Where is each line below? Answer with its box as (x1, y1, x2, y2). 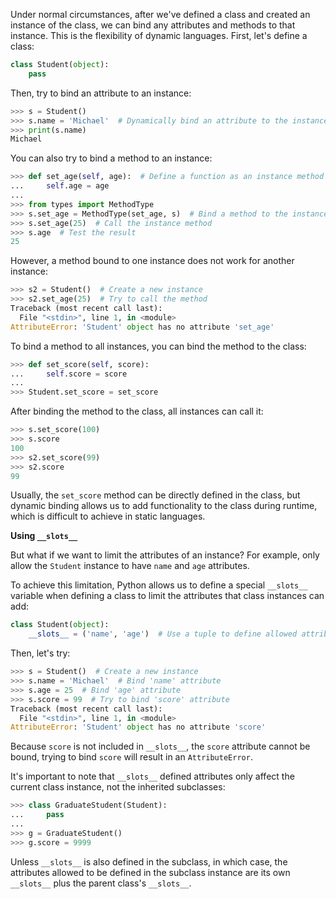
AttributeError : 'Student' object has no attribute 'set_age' (10, 322, 275, 332)
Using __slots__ (10, 530, 78, 542)
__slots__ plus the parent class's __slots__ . (10, 877, 192, 889)
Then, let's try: (10, 647, 71, 659)
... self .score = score (10, 369, 128, 379)
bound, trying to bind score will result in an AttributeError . (10, 751, 253, 763)
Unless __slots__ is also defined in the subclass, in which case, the (10, 855, 288, 868)
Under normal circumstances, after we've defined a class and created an (10, 9, 311, 20)
